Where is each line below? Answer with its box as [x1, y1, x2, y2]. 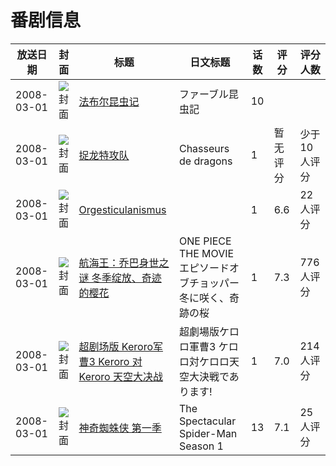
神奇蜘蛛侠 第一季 [78, 421, 162, 435]
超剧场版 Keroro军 [78, 339, 163, 353]
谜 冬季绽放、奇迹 [78, 271, 162, 285]
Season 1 [178, 439, 224, 453]
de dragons [178, 154, 233, 168]
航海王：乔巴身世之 [78, 256, 170, 270]
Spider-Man [178, 426, 238, 440]
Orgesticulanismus [78, 202, 167, 216]
